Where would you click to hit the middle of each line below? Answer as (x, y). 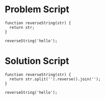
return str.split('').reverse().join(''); (55, 79)
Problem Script (37, 9)
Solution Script (37, 61)
